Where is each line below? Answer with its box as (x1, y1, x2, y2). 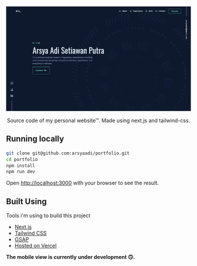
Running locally (6, 134, 64, 144)
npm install (6, 163, 35, 169)
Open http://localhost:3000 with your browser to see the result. (6, 180, 159, 187)
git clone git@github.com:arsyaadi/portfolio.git (6, 150, 130, 156)
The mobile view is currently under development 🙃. (6, 254, 135, 261)
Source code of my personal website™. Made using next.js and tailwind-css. (6, 117, 191, 124)
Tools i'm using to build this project (6, 212, 91, 219)
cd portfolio (6, 156, 38, 162)
